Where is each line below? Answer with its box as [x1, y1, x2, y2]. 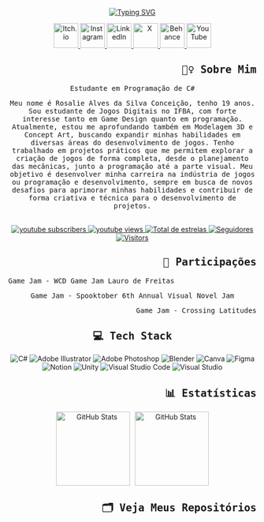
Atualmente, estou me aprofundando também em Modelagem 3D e [11, 122, 254, 131]
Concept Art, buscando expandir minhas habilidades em [24, 130, 241, 139]
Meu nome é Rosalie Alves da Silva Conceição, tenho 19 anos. [9, 99, 255, 107]
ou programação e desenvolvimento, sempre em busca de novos [11, 178, 254, 186]
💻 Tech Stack [92, 330, 173, 343]
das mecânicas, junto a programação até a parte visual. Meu [11, 162, 254, 171]
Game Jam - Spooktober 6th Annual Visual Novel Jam [30, 291, 235, 300]
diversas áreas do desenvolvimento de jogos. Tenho [30, 138, 235, 147]
